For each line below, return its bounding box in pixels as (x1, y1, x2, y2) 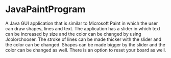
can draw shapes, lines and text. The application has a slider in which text (5, 25, 161, 31)
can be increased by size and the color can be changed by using (5, 31, 141, 37)
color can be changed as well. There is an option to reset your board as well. (5, 47, 166, 53)
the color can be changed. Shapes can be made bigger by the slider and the (5, 41, 166, 47)
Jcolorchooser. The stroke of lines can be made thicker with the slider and (5, 36, 162, 42)
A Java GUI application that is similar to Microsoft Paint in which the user (5, 20, 158, 26)
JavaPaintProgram (5, 4, 86, 15)
